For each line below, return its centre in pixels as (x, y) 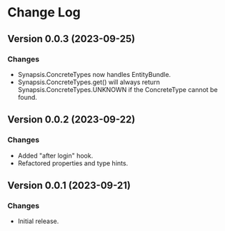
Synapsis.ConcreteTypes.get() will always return (89, 82)
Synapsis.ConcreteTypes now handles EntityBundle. (94, 74)
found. (27, 97)
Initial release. (38, 221)
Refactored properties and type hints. (73, 163)
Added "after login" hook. (55, 155)
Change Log (44, 12)
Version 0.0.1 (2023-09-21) (69, 185)
